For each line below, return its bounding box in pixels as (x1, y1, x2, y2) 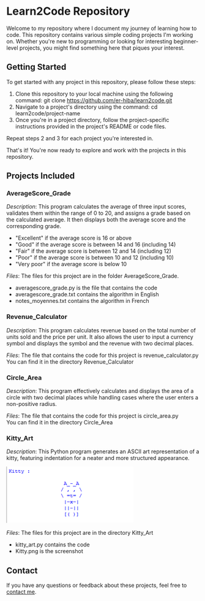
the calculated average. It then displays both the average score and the (6, 216, 186, 223)
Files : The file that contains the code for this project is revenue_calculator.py (6, 351, 199, 359)
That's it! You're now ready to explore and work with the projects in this (6, 146, 187, 154)
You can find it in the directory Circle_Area (6, 419, 113, 426)
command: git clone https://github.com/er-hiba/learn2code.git (15, 96, 173, 104)
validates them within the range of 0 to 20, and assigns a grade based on (6, 210, 191, 217)
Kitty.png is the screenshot (15, 548, 84, 555)
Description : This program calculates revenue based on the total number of (6, 326, 196, 334)
